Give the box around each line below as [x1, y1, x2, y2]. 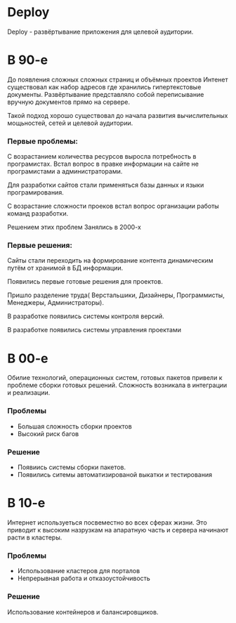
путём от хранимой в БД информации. [7, 264, 124, 273]
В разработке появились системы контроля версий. [7, 312, 164, 320]
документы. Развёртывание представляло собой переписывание [7, 90, 204, 98]
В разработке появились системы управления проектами [7, 326, 181, 334]
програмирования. [7, 188, 65, 197]
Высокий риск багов [17, 429, 79, 438]
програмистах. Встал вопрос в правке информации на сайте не [7, 159, 199, 169]
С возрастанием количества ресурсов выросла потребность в [7, 152, 197, 161]
